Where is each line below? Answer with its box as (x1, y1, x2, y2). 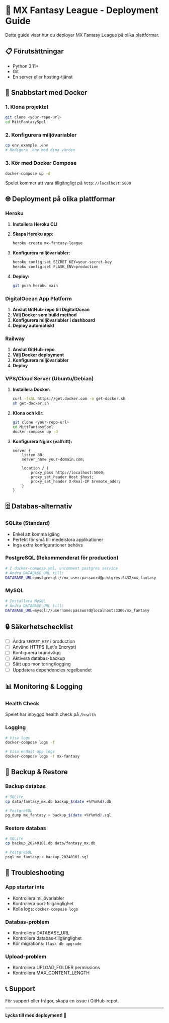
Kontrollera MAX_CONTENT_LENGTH (12, 970, 90, 976)
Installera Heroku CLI (12, 221, 58, 227)
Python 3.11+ (12, 63, 39, 69)
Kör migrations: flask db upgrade (12, 940, 82, 946)
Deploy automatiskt (12, 322, 55, 328)
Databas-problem (5, 918, 49, 925)
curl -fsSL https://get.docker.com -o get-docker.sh (12, 396, 126, 401)
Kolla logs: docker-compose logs (12, 906, 78, 912)
